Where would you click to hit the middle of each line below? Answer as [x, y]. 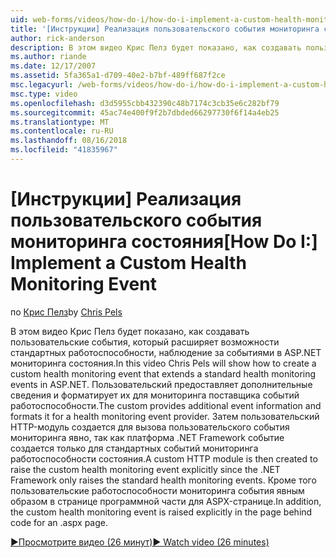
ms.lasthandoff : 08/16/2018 [69, 141]
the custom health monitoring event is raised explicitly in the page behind [161, 512]
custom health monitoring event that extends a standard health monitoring [163, 373]
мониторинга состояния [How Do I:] [164, 242]
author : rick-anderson [57, 38]
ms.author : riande [48, 57]
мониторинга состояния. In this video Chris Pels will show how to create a [163, 363]
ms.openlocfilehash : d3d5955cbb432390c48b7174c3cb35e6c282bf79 [145, 103]
